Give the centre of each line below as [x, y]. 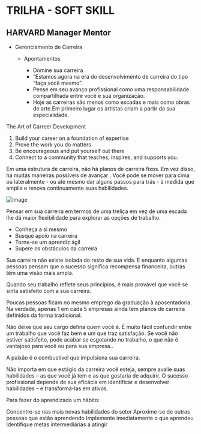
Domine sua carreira [58, 70]
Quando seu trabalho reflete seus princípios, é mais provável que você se [97, 285]
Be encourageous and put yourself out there [70, 151]
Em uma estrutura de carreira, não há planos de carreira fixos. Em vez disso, [101, 169]
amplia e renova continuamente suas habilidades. [67, 188]
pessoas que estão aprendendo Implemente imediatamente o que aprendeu [100, 418]
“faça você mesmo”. [58, 83]
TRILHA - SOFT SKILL [61, 11]
